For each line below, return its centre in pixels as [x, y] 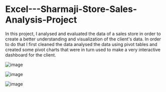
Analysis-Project [41, 20]
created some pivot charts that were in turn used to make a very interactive [83, 49]
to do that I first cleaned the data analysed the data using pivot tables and [81, 44]
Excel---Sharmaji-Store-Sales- [71, 9]
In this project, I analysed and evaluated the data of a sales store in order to [83, 33]
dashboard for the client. [31, 55]
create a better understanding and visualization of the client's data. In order [83, 39]
